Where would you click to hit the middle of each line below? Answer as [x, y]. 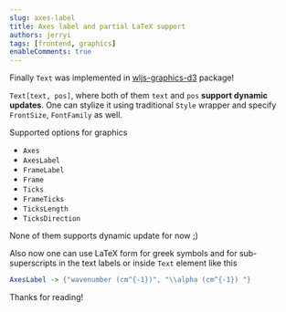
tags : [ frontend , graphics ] [63, 43]
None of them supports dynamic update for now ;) [104, 236]
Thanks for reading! [47, 297]
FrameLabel [43, 171]
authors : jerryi [40, 35]
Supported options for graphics [69, 132]
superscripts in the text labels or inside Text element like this [123, 263]
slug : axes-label [42, 18]
